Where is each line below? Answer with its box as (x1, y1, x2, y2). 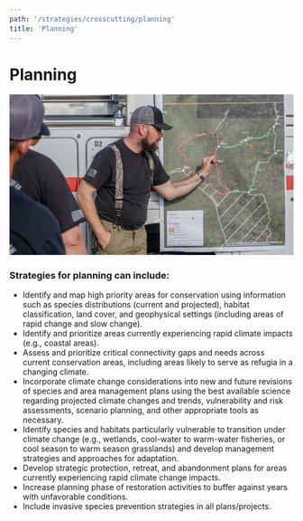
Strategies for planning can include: (9, 269, 170, 281)
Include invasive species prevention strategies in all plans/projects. (22, 501, 272, 512)
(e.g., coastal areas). (22, 337, 99, 348)
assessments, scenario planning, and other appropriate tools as (22, 405, 259, 416)
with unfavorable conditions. (22, 491, 129, 502)
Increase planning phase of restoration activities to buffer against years (22, 482, 289, 493)
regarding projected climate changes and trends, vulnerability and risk (22, 395, 284, 406)
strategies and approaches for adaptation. (22, 453, 179, 464)
